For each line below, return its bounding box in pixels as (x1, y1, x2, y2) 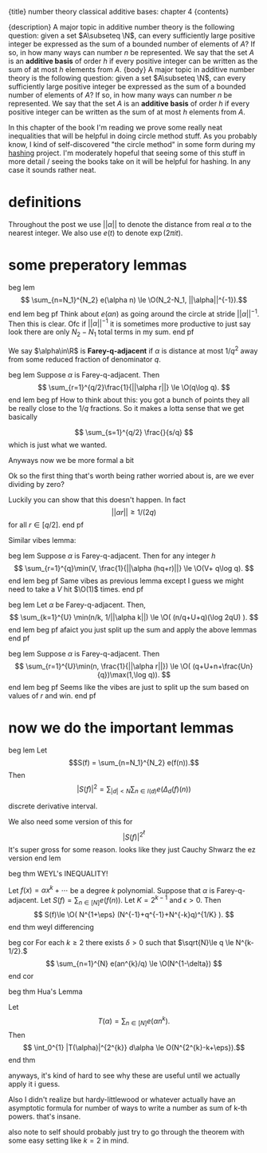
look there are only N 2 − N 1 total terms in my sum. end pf (8, 327, 194, 338)
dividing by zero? (8, 479, 65, 489)
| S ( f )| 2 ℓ (122, 829, 146, 842)
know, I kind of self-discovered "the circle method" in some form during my (8, 140, 256, 149)
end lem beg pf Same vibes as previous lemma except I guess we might (8, 576, 245, 585)
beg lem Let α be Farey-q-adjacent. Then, (8, 600, 146, 609)
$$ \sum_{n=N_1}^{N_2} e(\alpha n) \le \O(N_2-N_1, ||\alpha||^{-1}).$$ (20, 295, 248, 305)
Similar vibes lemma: (8, 535, 77, 545)
